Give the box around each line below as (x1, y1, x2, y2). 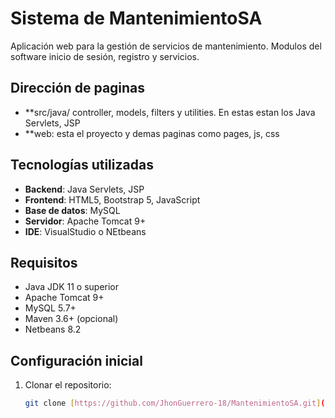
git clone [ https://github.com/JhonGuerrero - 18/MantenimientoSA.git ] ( (24, 398, 326, 409)
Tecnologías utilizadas (10, 157, 154, 174)
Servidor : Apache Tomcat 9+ (24, 215, 147, 227)
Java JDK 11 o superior (24, 281, 120, 293)
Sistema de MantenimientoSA (10, 7, 263, 30)
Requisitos (10, 254, 78, 271)
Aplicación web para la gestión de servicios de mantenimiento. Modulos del (10, 40, 322, 52)
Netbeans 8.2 (24, 323, 82, 336)
